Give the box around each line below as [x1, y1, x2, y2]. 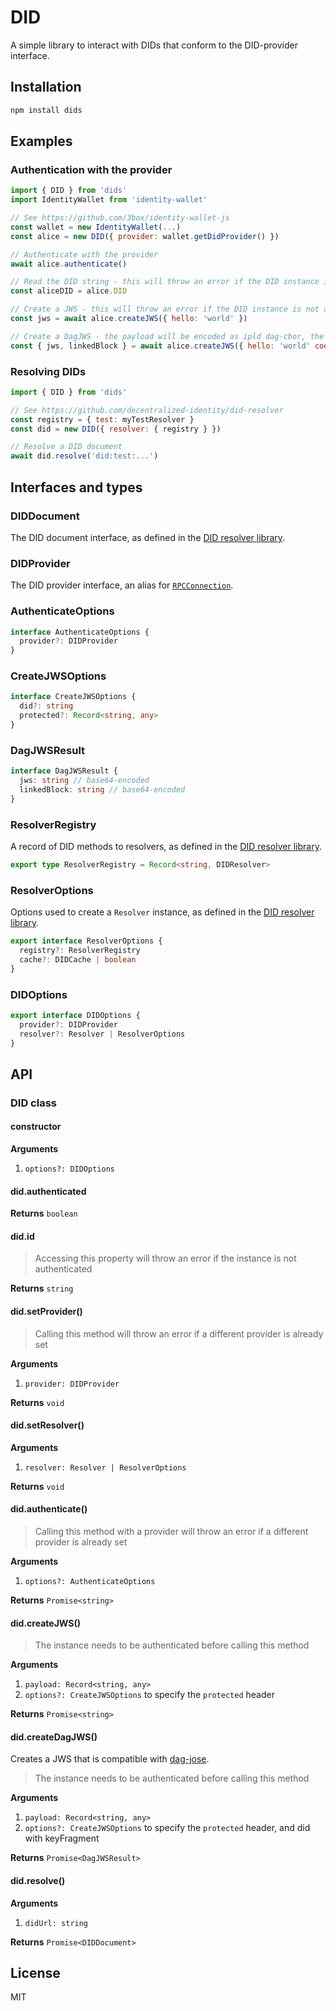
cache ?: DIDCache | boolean [19, 954, 137, 965]
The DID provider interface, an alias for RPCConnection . [10, 579, 234, 591]
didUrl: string [24, 1918, 89, 1928]
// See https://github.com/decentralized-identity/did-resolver [10, 405, 284, 415]
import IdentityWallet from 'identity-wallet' [10, 195, 208, 205]
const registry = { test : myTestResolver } [10, 414, 195, 425]
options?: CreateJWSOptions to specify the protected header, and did [24, 1822, 311, 1834]
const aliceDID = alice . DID [10, 286, 128, 296]
